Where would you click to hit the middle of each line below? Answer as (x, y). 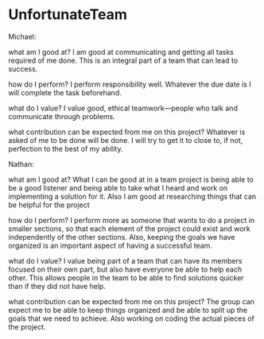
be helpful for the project (49, 205)
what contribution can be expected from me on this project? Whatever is (127, 132)
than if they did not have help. (57, 286)
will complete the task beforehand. (65, 92)
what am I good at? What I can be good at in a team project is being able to (131, 179)
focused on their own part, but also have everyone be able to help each (125, 269)
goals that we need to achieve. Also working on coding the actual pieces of (131, 318)
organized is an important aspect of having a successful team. (111, 245)
